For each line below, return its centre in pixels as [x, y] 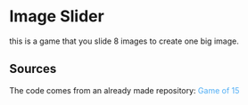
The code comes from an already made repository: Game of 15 [124, 90]
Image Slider [57, 16]
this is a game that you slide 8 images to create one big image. [124, 41]
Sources [33, 69]
